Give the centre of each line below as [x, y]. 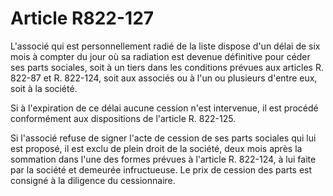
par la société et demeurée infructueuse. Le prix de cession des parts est [161, 169]
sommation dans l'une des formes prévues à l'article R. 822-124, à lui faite [163, 159]
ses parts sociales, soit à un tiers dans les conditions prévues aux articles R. [167, 67]
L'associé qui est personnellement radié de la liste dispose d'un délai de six [165, 46]
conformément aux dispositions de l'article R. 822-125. [123, 118]
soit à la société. [44, 88]
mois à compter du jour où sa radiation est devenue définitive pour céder [160, 56]
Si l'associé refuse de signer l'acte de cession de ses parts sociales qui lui [163, 138]
